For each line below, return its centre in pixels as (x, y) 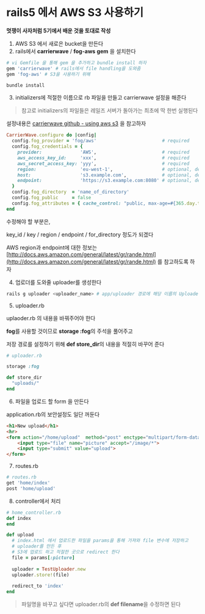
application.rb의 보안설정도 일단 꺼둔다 (53, 414)
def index (19, 518)
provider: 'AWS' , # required (103, 152)
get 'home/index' (28, 483)
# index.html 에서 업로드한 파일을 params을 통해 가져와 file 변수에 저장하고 (100, 541)
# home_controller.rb (34, 513)
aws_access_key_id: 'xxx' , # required (103, 158)
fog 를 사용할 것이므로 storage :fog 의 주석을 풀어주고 (70, 331)
